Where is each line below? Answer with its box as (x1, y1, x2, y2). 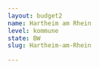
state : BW (7, 34, 41, 43)
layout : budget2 (7, 11, 62, 20)
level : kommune (7, 26, 59, 34)
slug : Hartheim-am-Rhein (7, 42, 92, 50)
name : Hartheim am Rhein (7, 19, 92, 27)
